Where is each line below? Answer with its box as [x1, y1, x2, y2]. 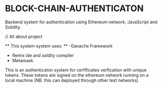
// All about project [5, 34, 43, 39]
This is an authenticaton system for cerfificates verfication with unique [5, 67, 147, 73]
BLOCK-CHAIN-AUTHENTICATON [5, 3, 144, 14]
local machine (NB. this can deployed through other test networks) [5, 77, 139, 83]
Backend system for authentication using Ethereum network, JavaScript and [5, 19, 158, 25]
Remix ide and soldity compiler [12, 52, 74, 58]
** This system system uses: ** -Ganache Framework [5, 43, 113, 49]
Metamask [12, 57, 34, 63]
